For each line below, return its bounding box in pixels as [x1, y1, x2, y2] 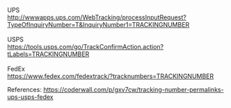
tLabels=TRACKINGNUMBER [7, 50, 90, 58]
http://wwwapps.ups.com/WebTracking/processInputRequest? [7, 13, 186, 21]
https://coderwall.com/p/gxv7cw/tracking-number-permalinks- [42, 86, 224, 93]
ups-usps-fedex [7, 93, 54, 101]
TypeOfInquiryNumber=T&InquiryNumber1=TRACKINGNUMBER [7, 21, 190, 28]
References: [7, 86, 42, 93]
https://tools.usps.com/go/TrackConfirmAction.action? [7, 43, 164, 51]
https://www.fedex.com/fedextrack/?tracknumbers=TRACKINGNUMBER [7, 72, 214, 80]
